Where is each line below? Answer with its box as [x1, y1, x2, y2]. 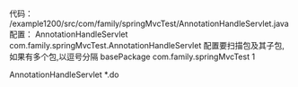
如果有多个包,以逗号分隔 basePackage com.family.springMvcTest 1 [9, 51, 256, 62]
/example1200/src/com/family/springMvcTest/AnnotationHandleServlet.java [9, 18, 289, 30]
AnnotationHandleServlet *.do [9, 69, 119, 80]
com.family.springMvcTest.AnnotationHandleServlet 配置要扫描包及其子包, [9, 40, 285, 51]
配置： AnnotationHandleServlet [9, 29, 128, 39]
